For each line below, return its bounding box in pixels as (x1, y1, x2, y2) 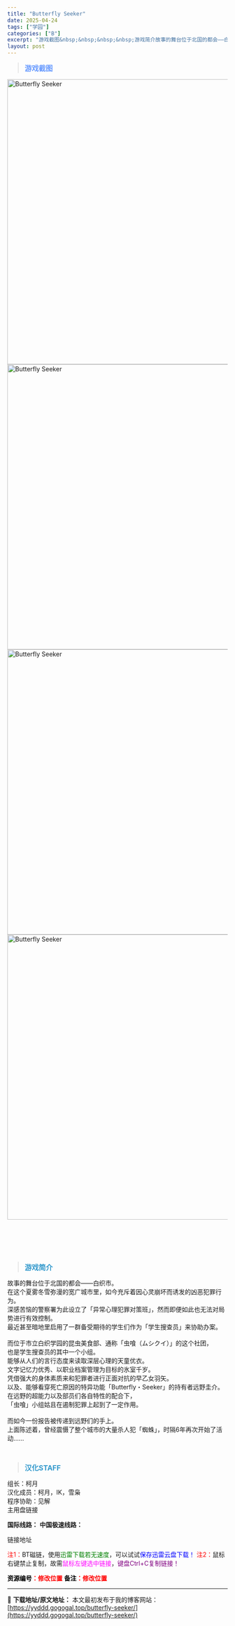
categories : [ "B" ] (7, 29, 61, 37)
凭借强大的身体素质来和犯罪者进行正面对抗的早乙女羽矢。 (7, 1374, 173, 1382)
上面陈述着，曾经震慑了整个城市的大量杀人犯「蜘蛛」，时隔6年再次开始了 (7, 1425, 217, 1434)
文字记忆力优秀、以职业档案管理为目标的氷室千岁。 (7, 1366, 155, 1373)
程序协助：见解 (7, 1497, 50, 1505)
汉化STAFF (24, 1463, 62, 1472)
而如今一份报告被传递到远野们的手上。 (7, 1417, 117, 1425)
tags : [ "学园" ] (7, 23, 50, 30)
